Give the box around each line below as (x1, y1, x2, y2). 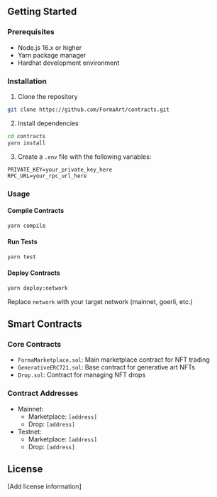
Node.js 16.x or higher (17, 43, 82, 52)
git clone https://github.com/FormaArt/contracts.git (7, 106, 170, 113)
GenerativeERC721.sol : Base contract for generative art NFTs (17, 363, 195, 372)
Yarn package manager (17, 51, 87, 59)
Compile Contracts (7, 206, 65, 215)
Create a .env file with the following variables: (17, 152, 152, 161)
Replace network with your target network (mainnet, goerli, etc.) (7, 297, 193, 305)
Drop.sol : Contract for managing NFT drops (17, 370, 146, 380)
